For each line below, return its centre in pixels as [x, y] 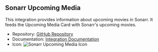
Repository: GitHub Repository [43, 34]
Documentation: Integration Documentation [55, 39]
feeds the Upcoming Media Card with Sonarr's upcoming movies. [71, 25]
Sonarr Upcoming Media [43, 8]
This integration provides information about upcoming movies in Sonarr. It [79, 19]
